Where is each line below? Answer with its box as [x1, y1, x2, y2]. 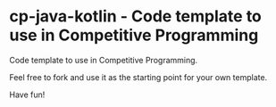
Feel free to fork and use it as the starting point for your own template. [9, 71, 268, 82]
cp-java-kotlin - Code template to [9, 6, 262, 27]
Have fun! [9, 89, 46, 100]
